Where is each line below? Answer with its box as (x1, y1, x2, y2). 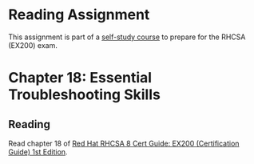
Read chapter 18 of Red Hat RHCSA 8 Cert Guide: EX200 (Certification (8, 138, 240, 148)
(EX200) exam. (8, 40, 58, 50)
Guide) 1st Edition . (8, 146, 68, 157)
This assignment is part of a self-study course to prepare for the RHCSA (8, 32, 246, 42)
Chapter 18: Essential (8, 69, 153, 87)
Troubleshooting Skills (8, 86, 161, 104)
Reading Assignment (8, 6, 150, 24)
